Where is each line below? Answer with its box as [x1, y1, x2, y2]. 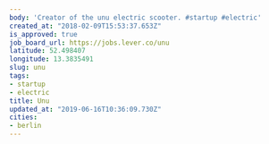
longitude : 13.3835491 [9, 55, 94, 64]
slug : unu [9, 64, 46, 72]
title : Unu [9, 96, 50, 106]
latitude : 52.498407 [9, 47, 87, 55]
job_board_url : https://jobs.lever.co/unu [9, 38, 170, 47]
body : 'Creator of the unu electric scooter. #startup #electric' [9, 13, 262, 22]
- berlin [9, 122, 42, 131]
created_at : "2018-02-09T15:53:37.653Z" [9, 21, 163, 30]
